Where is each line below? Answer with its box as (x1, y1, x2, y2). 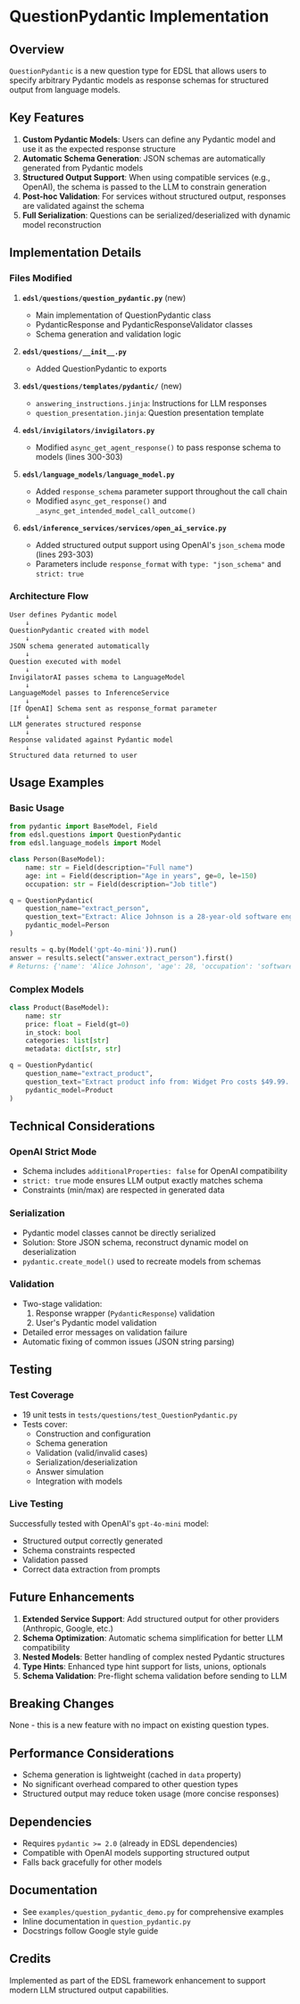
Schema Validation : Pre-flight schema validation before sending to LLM (21, 1670, 287, 1681)
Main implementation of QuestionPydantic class (35, 310, 212, 320)
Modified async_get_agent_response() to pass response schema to (35, 442, 281, 453)
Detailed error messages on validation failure (21, 1326, 187, 1337)
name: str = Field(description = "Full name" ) (25, 863, 194, 872)
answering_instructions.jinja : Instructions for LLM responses (35, 397, 268, 408)
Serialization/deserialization (35, 1457, 138, 1468)
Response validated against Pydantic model (9, 735, 174, 744)
